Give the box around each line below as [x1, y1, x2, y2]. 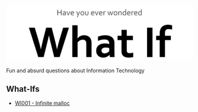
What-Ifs [6, 84, 40, 94]
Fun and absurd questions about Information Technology [6, 67, 145, 74]
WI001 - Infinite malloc [14, 100, 70, 107]
